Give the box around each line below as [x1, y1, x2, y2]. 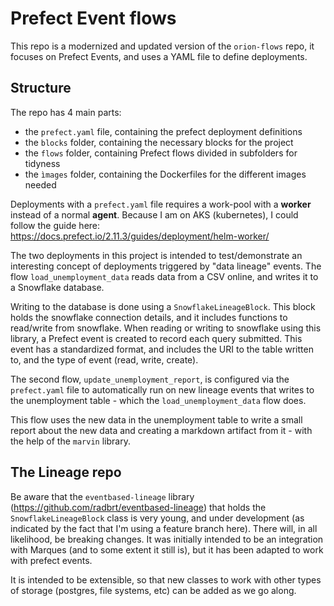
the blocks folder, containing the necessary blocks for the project [24, 136, 294, 148]
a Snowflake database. [10, 281, 105, 293]
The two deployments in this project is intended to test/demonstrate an [10, 249, 303, 261]
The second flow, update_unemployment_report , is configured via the [10, 373, 290, 385]
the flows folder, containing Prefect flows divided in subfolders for [24, 147, 298, 159]
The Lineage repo [10, 464, 122, 481]
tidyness [24, 157, 61, 169]
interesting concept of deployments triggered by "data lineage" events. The [10, 260, 322, 272]
